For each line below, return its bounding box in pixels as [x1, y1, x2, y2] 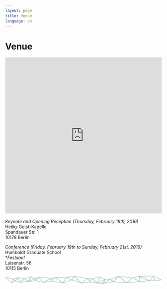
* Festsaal [5, 255, 25, 261]
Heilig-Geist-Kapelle [5, 224, 47, 230]
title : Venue [5, 13, 32, 18]
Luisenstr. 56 [5, 260, 32, 266]
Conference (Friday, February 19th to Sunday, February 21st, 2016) [5, 244, 142, 250]
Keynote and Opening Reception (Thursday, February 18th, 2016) [5, 219, 139, 225]
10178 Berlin [5, 235, 30, 241]
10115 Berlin [5, 265, 29, 272]
